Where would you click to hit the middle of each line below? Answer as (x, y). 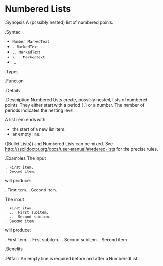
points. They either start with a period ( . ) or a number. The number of (75, 105)
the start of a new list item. (39, 129)
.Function (15, 81)
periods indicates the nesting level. (40, 110)
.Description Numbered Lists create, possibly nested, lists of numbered (76, 100)
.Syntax (13, 32)
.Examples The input (26, 158)
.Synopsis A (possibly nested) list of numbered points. (59, 22)
